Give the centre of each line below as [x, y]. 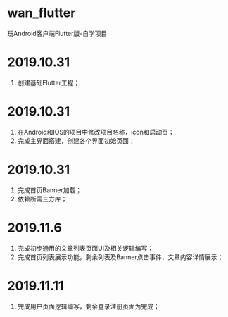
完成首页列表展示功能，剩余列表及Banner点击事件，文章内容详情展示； [120, 257]
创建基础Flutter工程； [49, 82]
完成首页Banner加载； [50, 190]
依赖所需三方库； [42, 199]
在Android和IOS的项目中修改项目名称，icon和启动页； [96, 132]
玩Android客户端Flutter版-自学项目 [57, 33]
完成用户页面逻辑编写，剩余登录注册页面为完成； [88, 306]
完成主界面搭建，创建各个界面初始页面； [76, 141]
